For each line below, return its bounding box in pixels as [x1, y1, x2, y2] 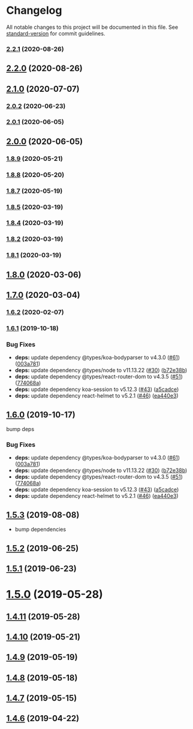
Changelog [6, 4, 62, 17]
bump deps [6, 426, 35, 433]
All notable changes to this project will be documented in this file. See [6, 23, 179, 31]
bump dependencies [14, 526, 67, 533]
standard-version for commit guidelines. [6, 29, 105, 37]
